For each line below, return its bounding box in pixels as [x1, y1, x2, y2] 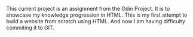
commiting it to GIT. [6, 24, 55, 31]
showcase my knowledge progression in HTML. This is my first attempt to [6, 11, 188, 18]
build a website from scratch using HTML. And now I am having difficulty [6, 18, 185, 24]
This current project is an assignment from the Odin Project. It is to [6, 5, 170, 12]
